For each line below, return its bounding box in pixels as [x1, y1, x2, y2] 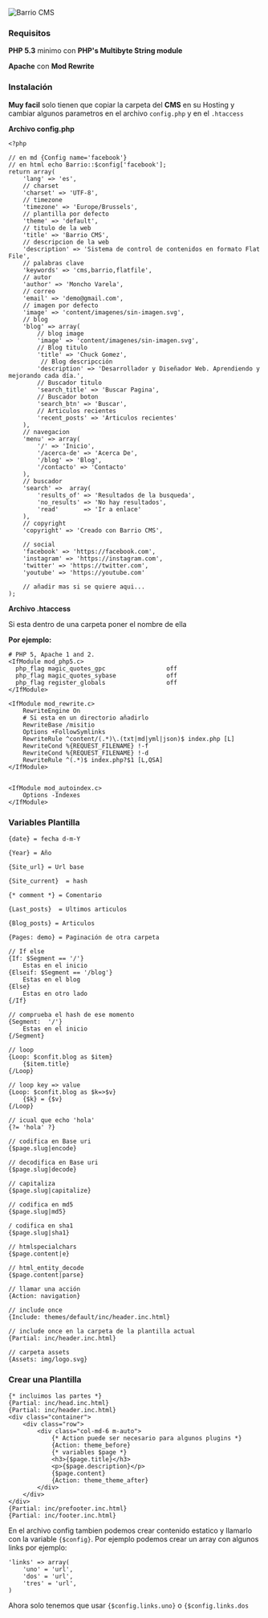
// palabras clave [22, 259, 84, 267]
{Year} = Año [8, 849, 52, 857]
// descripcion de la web [22, 238, 110, 246]
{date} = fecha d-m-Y [8, 834, 81, 843]
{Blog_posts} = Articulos [8, 919, 95, 928]
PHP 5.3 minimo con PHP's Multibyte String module [8, 46, 183, 55]
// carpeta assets [8, 1348, 70, 1356]
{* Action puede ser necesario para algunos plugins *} [51, 1435, 242, 1443]
